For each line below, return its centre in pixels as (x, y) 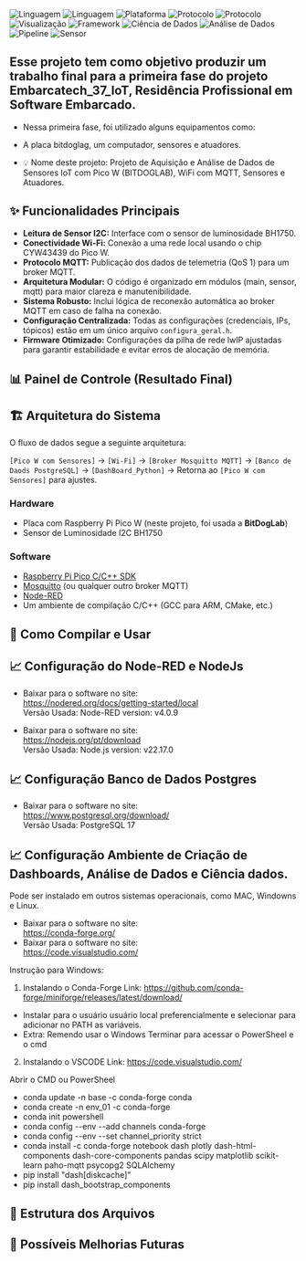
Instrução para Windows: (57, 970)
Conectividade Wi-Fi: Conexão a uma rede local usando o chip (142, 243)
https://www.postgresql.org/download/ (96, 815)
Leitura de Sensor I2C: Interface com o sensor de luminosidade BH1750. (159, 233)
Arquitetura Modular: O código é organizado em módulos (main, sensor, (159, 281)
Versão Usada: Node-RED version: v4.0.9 (100, 712)
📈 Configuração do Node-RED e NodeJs (127, 667)
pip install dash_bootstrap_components (96, 1185)
